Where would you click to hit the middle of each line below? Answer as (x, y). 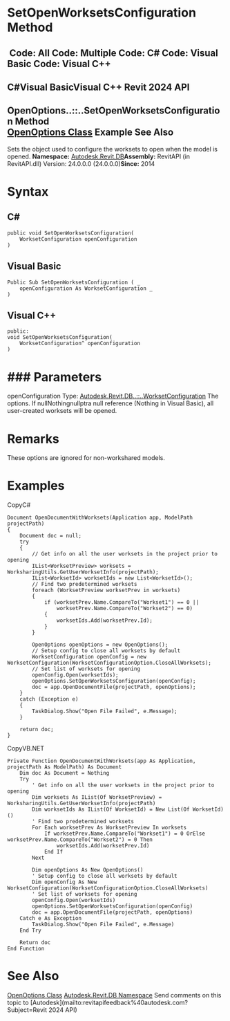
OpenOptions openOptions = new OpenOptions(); (100, 645)
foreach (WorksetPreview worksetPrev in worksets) (106, 590)
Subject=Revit (27, 1010)
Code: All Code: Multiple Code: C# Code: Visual (114, 53)
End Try (30, 931)
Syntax (28, 191)
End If (54, 852)
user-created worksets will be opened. (62, 411)
